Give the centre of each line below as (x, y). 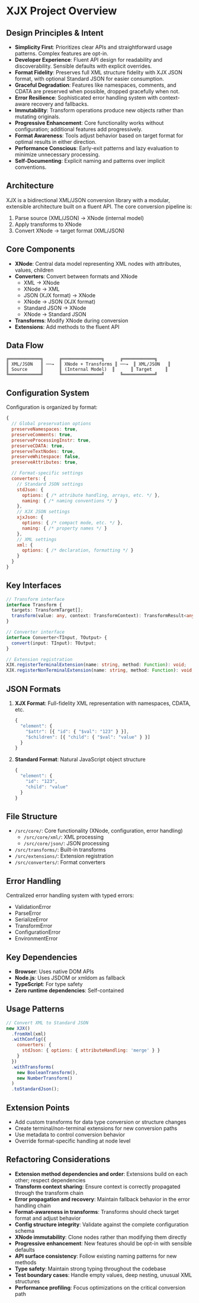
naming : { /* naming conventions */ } (70, 501)
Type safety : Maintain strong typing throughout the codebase (90, 1269)
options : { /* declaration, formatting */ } (78, 550)
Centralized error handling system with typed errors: (70, 895)
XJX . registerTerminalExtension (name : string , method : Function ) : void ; (96, 665)
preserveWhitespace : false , (46, 457)
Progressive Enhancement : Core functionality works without (89, 123)
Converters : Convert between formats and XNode (76, 276)
